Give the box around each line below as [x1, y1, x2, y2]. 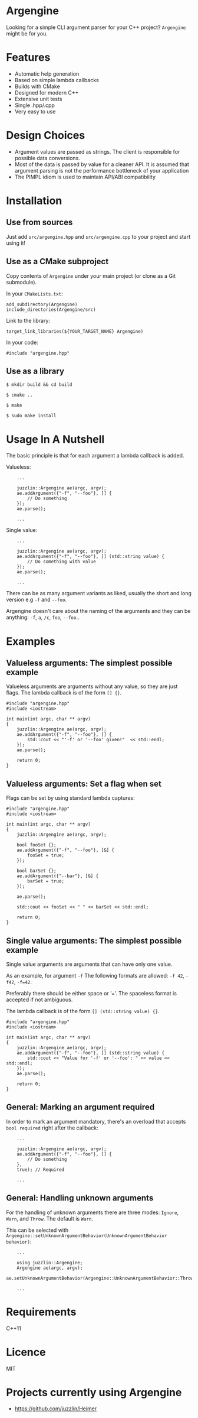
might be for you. [6, 30, 48, 37]
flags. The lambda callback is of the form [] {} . [6, 689, 122, 696]
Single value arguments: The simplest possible [6, 936, 182, 946]
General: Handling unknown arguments [6, 1193, 154, 1203]
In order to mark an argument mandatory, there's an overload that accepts [6, 1118, 186, 1125]
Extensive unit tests [14, 95, 62, 102]
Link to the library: [6, 317, 50, 324]
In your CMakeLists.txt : [6, 290, 63, 297]
